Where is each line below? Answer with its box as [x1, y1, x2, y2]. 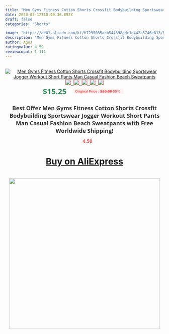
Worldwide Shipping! [55, 126, 114, 135]
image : [5, 31, 19, 36]
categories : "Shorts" [5, 21, 51, 27]
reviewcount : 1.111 [5, 49, 46, 54]
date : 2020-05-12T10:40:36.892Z [5, 12, 73, 17]
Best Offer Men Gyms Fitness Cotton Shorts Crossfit [12, 104, 157, 112]
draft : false [5, 17, 33, 22]
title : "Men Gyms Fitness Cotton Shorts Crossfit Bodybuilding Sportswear [5, 7, 165, 13]
